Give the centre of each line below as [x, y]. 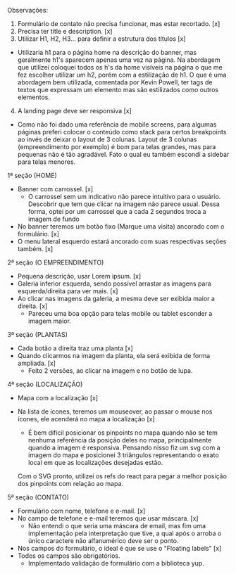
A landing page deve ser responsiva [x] [74, 111]
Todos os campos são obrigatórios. [69, 556]
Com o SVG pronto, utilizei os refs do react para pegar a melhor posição [122, 476]
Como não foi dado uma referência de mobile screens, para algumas [117, 125]
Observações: [27, 10]
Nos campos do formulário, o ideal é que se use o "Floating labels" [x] [119, 548]
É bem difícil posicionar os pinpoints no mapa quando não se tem [123, 433]
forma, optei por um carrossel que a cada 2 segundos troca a [117, 211]
